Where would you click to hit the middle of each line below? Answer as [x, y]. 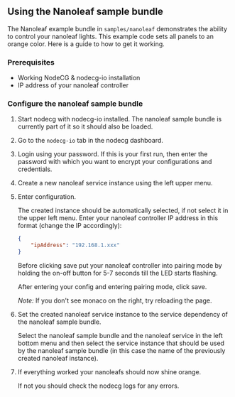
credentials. [35, 169]
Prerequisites [31, 62]
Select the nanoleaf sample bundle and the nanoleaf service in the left [120, 336]
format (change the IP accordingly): [70, 226]
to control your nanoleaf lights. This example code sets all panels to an [111, 36]
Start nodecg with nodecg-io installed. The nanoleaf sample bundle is [120, 119]
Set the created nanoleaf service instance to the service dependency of [123, 315]
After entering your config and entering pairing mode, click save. [112, 287]
